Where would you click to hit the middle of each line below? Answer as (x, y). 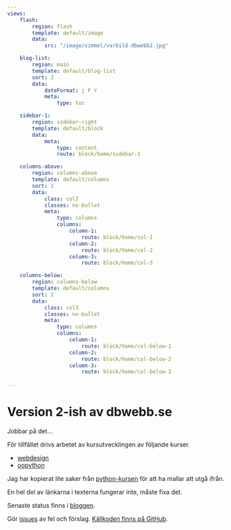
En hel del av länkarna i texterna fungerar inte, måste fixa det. (95, 492)
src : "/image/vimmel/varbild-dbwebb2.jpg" (106, 46)
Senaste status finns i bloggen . (51, 506)
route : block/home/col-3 (117, 263)
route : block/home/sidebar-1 (98, 154)
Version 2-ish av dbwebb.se (90, 412)
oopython (31, 465)
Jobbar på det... (30, 431)
